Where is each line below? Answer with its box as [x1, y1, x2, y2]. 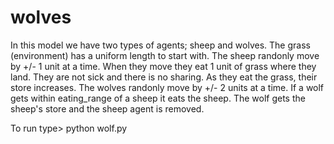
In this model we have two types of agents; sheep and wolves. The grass [10, 39, 311, 51]
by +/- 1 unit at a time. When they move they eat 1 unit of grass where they [10, 60, 317, 72]
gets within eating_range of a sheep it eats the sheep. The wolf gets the [10, 92, 306, 104]
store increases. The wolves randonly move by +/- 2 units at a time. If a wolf [10, 81, 325, 93]
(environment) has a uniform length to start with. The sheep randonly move [10, 49, 320, 61]
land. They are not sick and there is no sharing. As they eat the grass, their [10, 71, 318, 83]
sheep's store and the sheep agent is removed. [10, 102, 205, 115]
